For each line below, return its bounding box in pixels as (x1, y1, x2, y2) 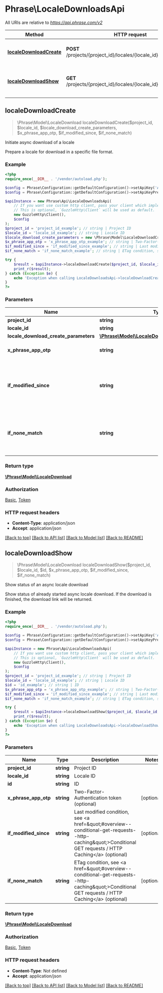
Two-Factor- (74, 788, 105, 795)
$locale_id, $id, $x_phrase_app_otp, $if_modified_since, (16, 567, 129, 573)
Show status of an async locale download (5, 582, 88, 588)
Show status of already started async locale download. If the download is (5, 591, 152, 597)
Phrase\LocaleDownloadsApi (5, 3, 125, 15)
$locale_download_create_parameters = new (5, 235, 92, 240)
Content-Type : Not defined (12, 968, 67, 973)
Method (25, 31, 44, 38)
